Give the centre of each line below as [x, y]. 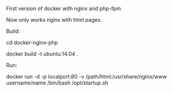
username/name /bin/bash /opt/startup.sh [57, 83]
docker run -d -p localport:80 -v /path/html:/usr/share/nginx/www [86, 76]
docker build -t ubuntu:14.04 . [42, 54]
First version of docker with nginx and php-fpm [63, 8]
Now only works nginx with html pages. [54, 20]
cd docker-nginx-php [32, 42]
